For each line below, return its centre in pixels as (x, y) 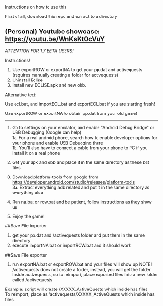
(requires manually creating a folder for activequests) (65, 75)
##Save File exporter (26, 255)
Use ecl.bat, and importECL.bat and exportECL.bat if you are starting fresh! (80, 104)
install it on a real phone (36, 153)
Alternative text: (21, 95)
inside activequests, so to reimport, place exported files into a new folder (85, 274)
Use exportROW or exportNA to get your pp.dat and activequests (77, 69)
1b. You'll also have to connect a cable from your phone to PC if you (80, 148)
